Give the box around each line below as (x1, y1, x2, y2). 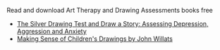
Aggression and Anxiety (16, 27, 87, 35)
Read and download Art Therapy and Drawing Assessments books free (6, 6, 213, 14)
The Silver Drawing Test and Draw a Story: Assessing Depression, (16, 20, 209, 27)
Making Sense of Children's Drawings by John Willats (16, 35, 173, 43)
